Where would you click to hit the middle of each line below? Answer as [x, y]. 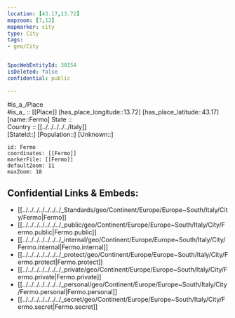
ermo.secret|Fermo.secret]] [58, 307]
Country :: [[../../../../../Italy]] [47, 126]
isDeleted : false [33, 72]
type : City [23, 33]
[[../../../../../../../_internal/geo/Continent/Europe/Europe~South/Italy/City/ [121, 240]
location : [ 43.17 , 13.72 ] [43, 14]
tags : [15, 40]
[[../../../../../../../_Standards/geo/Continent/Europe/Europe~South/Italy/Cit [122, 210]
